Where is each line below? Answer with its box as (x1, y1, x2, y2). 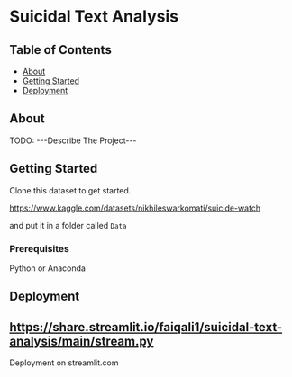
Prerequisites (9, 242, 69, 255)
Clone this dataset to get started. (9, 184, 132, 195)
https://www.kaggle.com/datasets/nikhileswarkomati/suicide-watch (9, 202, 261, 213)
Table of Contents (9, 42, 113, 58)
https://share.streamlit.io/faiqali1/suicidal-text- (9, 319, 283, 335)
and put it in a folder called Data (9, 220, 127, 230)
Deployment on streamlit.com (9, 357, 119, 368)
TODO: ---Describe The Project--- (9, 135, 137, 146)
